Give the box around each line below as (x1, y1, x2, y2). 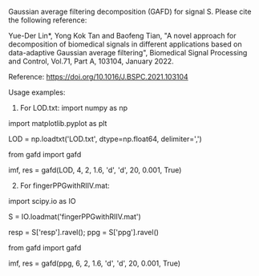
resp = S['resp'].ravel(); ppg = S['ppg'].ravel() (8, 228, 159, 237)
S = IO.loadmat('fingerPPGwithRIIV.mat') (8, 212, 142, 221)
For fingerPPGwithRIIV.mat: (19, 181, 110, 190)
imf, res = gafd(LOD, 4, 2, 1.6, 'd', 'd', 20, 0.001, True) (8, 165, 182, 175)
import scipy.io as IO (8, 197, 76, 205)
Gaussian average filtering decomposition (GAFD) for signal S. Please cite (8, 7, 252, 16)
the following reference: (8, 15, 87, 25)
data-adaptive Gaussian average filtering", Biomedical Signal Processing (8, 48, 248, 57)
